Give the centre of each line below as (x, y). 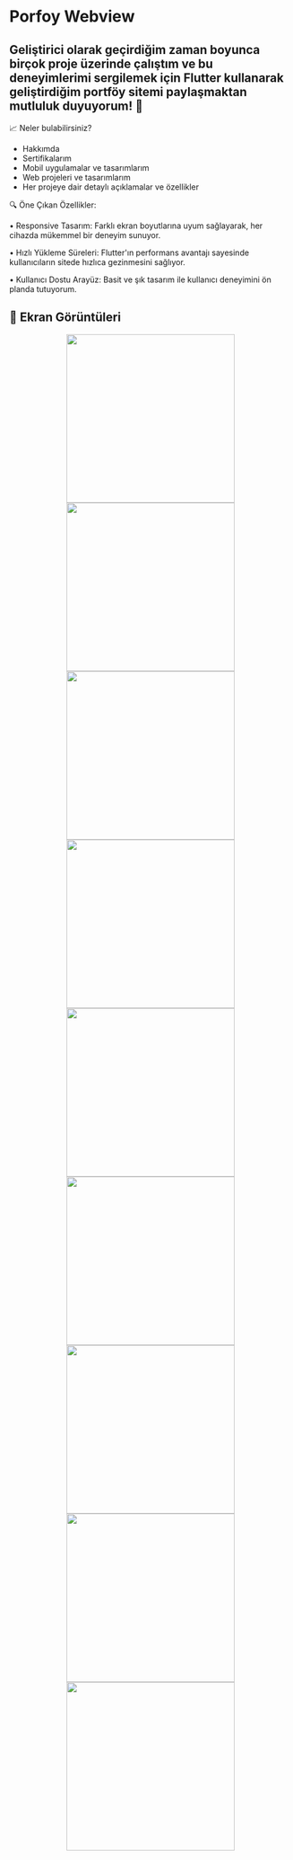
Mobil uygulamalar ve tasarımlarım (86, 168)
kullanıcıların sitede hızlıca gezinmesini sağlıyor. (97, 262)
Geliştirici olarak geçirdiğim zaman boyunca (135, 50)
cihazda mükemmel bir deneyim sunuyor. (85, 235)
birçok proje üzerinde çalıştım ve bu (111, 63)
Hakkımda (41, 149)
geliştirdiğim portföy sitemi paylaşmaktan (128, 92)
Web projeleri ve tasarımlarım (77, 177)
